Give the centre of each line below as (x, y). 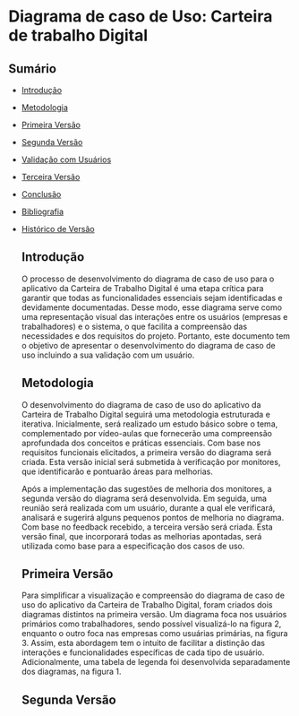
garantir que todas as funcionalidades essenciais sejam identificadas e (152, 298)
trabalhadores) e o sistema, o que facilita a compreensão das (134, 326)
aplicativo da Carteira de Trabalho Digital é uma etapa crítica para (142, 288)
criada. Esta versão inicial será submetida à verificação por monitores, (151, 462)
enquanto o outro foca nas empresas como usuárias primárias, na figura (154, 634)
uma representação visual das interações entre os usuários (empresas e (154, 316)
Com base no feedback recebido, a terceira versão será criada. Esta (147, 527)
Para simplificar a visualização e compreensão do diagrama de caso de (153, 595)
